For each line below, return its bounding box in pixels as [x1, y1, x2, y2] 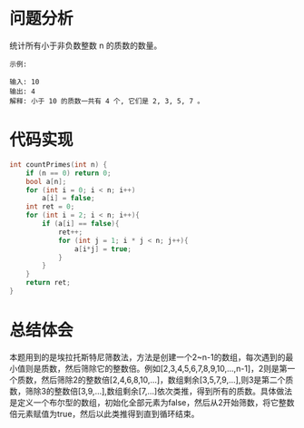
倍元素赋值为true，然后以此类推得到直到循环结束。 [9, 408, 200, 419]
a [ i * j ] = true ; [74, 244, 132, 254]
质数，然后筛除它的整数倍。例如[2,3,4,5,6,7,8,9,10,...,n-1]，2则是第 [40, 363, 288, 374]
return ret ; [25, 278, 71, 287]
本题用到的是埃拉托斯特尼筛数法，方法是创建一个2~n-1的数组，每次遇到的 [9, 351, 286, 363]
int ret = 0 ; [25, 202, 75, 211]
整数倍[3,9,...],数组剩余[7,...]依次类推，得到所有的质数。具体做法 [54, 385, 293, 396]
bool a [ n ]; [25, 177, 67, 186]
